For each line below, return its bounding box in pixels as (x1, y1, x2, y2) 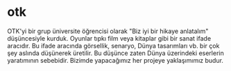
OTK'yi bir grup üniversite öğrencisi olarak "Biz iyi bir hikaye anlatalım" (7, 27, 209, 35)
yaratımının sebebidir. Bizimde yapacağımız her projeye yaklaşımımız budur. (7, 56, 224, 64)
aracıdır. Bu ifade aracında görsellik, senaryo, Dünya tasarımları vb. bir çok (7, 41, 220, 50)
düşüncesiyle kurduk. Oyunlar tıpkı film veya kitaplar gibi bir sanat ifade (7, 34, 212, 42)
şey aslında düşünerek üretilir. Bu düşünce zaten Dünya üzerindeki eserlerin (7, 49, 224, 57)
